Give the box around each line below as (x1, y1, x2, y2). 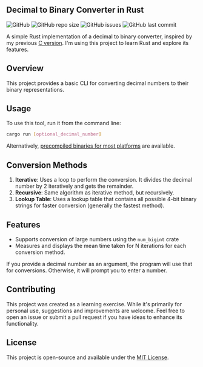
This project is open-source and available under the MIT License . (6, 354, 169, 361)
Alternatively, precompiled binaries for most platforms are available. (6, 142, 176, 149)
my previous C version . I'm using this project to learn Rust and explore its (6, 39, 189, 46)
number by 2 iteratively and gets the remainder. (15, 182, 134, 190)
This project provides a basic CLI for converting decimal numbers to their (6, 79, 189, 87)
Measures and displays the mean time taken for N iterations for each (15, 242, 187, 249)
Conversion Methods (6, 160, 88, 170)
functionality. (6, 320, 39, 327)
